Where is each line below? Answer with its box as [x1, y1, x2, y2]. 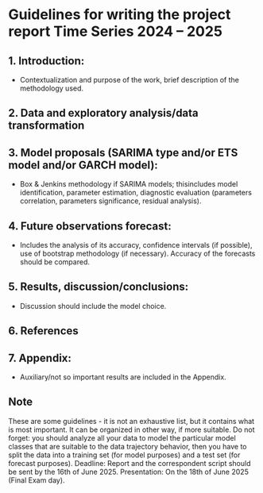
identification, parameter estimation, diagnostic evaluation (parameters [19, 188, 253, 198]
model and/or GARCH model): [8, 158, 159, 171]
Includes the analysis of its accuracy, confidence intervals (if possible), [19, 241, 253, 250]
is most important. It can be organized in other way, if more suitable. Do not [8, 425, 256, 434]
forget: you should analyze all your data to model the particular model [8, 433, 236, 442]
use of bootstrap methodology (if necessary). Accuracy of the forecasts [19, 248, 256, 259]
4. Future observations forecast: [8, 219, 172, 233]
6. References [8, 324, 79, 338]
